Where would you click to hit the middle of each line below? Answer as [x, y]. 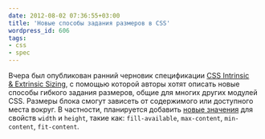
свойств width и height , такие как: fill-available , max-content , [116, 118]
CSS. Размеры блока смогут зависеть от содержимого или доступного [131, 101]
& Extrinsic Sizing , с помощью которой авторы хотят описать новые [124, 84]
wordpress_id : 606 [39, 30]
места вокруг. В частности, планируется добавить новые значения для [131, 109]
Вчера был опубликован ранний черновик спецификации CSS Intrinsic [129, 75]
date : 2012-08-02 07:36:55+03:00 [64, 16]
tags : [17, 38]
